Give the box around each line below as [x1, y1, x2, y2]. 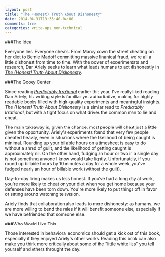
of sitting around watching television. [5, 192, 80, 197]
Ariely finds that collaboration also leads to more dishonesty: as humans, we [5, 201, 160, 207]
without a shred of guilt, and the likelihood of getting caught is [5, 145, 132, 151]
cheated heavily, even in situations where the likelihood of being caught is [5, 135, 155, 141]
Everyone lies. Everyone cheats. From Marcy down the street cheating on [5, 49, 154, 55]
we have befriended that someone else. [5, 211, 86, 217]
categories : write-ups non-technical [5, 26, 83, 31]
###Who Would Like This [5, 221, 57, 227]
